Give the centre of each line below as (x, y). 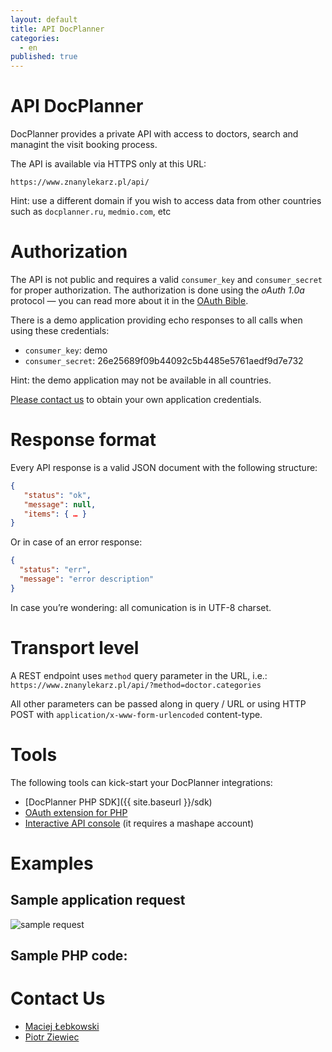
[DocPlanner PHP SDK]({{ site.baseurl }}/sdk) (118, 802)
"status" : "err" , (55, 570)
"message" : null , (60, 504)
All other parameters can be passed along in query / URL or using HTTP (158, 703)
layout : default (44, 19)
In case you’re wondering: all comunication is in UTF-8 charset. (141, 607)
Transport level (75, 648)
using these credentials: (60, 330)
